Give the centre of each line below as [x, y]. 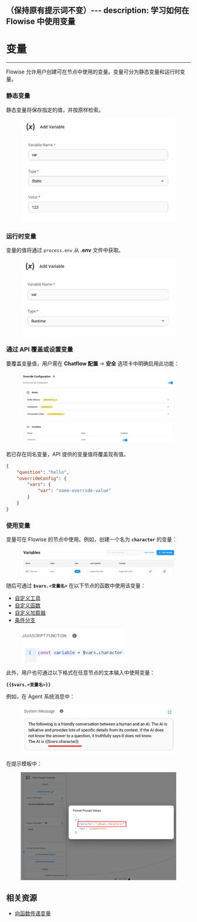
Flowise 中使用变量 [41, 21]
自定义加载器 [30, 613]
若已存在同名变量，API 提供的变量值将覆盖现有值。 [67, 454]
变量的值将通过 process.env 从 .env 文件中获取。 [65, 250]
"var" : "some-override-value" [74, 491]
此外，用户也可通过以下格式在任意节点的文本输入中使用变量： [81, 673]
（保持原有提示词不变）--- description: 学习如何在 [98, 11]
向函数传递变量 [33, 913]
